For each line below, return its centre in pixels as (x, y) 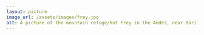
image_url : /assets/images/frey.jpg (53, 17)
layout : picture (27, 12)
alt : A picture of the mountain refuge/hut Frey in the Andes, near (95, 23)
